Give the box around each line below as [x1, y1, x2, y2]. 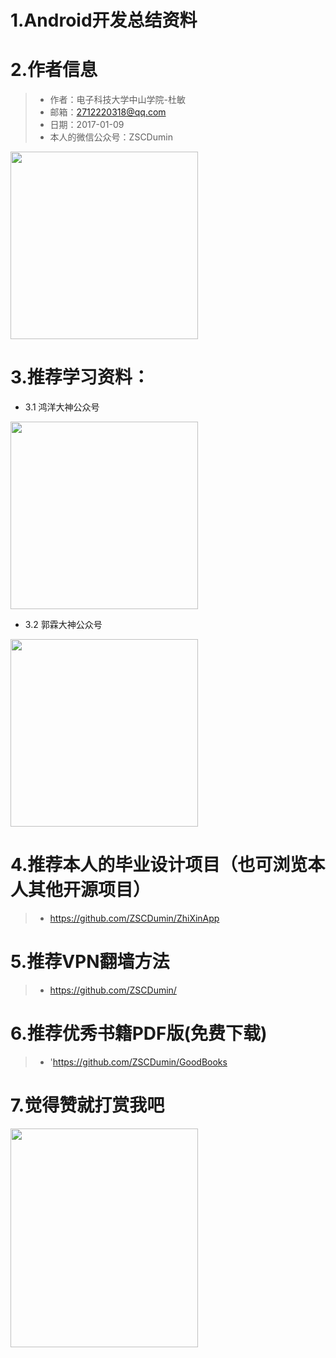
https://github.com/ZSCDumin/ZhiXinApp [49, 912, 220, 924]
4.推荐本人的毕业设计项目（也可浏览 [10, 854, 308, 876]
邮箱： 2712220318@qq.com [49, 106, 167, 118]
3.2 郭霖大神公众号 [24, 619, 103, 631]
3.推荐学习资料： [10, 366, 150, 389]
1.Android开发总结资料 [10, 9, 198, 32]
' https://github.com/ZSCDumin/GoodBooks [49, 1056, 228, 1068]
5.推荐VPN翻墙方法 [10, 951, 170, 973]
